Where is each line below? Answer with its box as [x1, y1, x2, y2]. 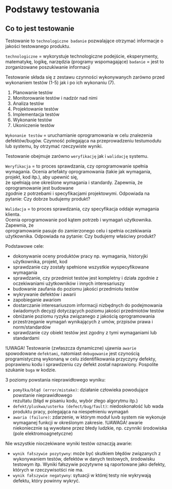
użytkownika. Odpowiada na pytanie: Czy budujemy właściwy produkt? [5, 233, 156, 239]
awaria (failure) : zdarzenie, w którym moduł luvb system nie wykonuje [12, 414, 166, 420]
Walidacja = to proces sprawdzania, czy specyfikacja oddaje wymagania [5, 206, 159, 212]
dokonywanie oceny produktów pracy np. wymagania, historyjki [12, 253, 148, 259]
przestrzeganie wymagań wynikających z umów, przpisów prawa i [12, 319, 153, 324]
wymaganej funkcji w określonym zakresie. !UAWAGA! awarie [12, 420, 143, 425]
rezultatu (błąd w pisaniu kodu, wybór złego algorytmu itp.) [12, 397, 138, 404]
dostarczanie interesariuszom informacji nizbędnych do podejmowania [12, 302, 163, 308]
